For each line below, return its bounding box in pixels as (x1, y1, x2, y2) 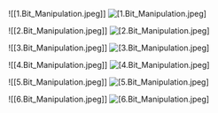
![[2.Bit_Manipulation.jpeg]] (8, 26, 108, 35)
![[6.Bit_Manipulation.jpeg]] (8, 94, 108, 104)
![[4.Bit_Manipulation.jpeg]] (8, 60, 108, 70)
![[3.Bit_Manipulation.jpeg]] (8, 42, 108, 53)
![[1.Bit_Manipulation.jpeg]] (8, 9, 106, 19)
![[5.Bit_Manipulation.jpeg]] (8, 77, 108, 87)
